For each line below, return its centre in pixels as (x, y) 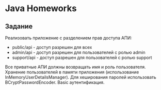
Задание (19, 26)
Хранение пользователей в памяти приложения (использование (72, 72)
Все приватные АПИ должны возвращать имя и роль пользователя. (76, 67)
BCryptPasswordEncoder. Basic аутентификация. (55, 82)
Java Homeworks (41, 8)
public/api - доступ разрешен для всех (52, 47)
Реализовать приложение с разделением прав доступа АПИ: (69, 38)
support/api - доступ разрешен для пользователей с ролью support (82, 58)
